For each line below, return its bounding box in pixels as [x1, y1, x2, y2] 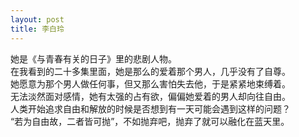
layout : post [10, 14, 65, 25]
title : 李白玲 [10, 24, 65, 34]
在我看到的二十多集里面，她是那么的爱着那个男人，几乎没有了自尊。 [10, 65, 291, 77]
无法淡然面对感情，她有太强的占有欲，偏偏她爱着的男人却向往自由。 [10, 90, 291, 102]
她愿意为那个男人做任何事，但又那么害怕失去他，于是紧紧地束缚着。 [10, 77, 291, 90]
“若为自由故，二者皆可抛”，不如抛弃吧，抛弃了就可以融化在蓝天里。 [10, 115, 290, 127]
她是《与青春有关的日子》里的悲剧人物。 [10, 52, 177, 65]
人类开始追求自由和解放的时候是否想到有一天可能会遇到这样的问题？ [10, 102, 291, 115]
